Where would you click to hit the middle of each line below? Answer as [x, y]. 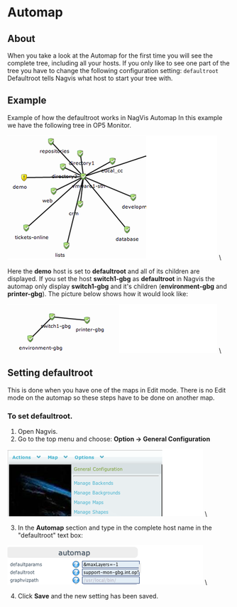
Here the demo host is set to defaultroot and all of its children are [104, 271]
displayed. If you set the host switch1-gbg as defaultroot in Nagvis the [111, 278]
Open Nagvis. [38, 431]
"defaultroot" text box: [50, 535]
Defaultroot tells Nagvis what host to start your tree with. [90, 78]
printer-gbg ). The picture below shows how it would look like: [98, 294]
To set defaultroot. [40, 416]
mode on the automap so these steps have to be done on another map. [111, 398]
